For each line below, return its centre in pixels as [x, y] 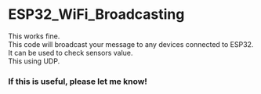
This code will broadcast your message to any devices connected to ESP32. [131, 44]
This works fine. [34, 36]
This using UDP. [34, 61]
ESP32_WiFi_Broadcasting [96, 14]
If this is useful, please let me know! [78, 81]
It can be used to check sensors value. [71, 52]
